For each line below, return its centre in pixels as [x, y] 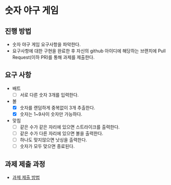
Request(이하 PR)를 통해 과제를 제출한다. [54, 57]
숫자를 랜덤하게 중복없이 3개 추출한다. [58, 107]
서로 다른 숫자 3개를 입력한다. [49, 95]
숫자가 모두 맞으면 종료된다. [47, 146]
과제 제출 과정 [25, 164]
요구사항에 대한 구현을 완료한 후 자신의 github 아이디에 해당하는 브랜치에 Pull [89, 51]
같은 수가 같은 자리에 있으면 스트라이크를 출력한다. [70, 127]
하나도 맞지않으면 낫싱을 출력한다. [54, 140]
